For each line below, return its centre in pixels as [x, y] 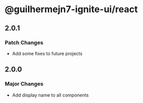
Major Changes [24, 84]
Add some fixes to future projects [47, 53]
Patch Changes [24, 43]
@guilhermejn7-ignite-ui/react [71, 9]
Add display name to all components [50, 95]
